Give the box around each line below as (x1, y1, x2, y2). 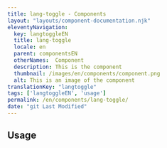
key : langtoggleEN (14, 30, 69, 38)
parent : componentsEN (14, 51, 78, 58)
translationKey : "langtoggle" (7, 83, 97, 90)
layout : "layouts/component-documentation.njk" (7, 17, 151, 24)
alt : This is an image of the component (14, 76, 135, 84)
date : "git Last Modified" (7, 103, 87, 110)
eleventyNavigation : (7, 23, 69, 31)
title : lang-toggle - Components (7, 10, 107, 18)
